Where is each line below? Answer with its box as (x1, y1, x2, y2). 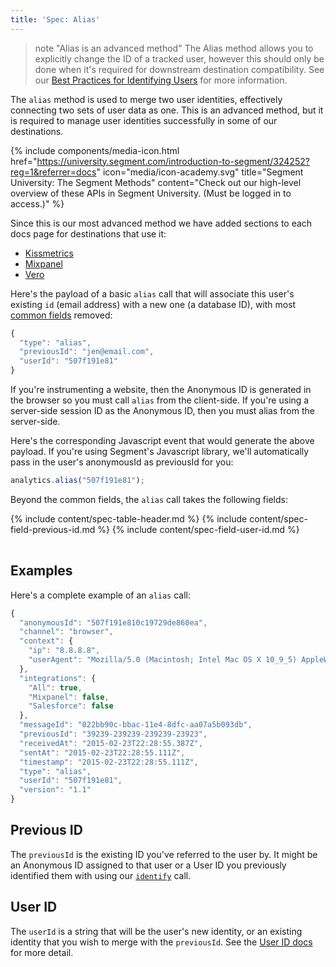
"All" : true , (28, 682, 83, 693)
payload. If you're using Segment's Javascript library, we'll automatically (10, 446, 310, 457)
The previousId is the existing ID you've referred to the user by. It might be (10, 848, 318, 860)
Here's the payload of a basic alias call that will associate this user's (10, 287, 295, 300)
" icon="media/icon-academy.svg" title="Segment (96, 166, 304, 178)
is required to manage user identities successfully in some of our (10, 114, 278, 126)
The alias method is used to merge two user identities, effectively (10, 93, 283, 105)
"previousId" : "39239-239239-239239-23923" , (19, 729, 208, 740)
